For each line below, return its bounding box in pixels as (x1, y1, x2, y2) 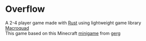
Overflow (5, 3, 45, 15)
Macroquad (5, 25, 29, 31)
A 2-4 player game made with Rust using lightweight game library (5, 20, 141, 26)
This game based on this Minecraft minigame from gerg (5, 30, 121, 36)
